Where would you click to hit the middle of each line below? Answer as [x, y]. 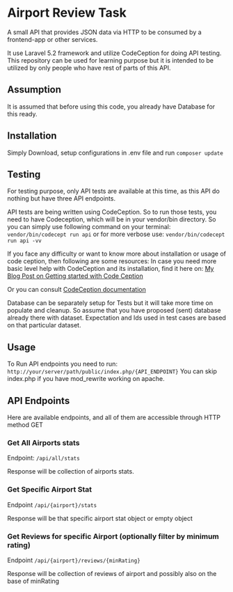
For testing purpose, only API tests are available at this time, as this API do [114, 191]
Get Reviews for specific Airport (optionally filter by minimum [113, 536]
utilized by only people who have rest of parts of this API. [89, 68]
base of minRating [33, 581]
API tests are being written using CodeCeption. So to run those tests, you [112, 212]
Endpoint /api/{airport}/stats [52, 505]
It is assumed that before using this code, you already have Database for [111, 107]
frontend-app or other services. [53, 39]
